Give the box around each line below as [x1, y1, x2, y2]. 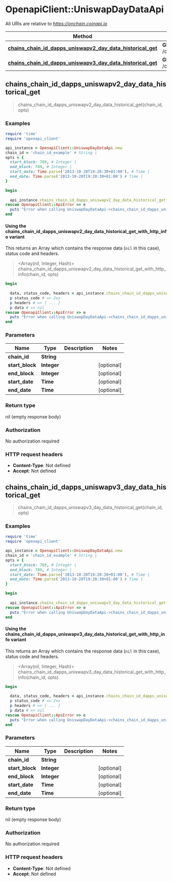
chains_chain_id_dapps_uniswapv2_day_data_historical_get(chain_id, [17, 101, 163, 108]
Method [73, 32, 93, 39]
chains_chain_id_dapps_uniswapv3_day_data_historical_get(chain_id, [17, 505, 163, 511]
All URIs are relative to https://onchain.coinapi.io [5, 20, 107, 27]
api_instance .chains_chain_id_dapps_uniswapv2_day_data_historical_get [10, 197, 166, 203]
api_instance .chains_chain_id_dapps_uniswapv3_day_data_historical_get [10, 600, 166, 605]
